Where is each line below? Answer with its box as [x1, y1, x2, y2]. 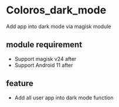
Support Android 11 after [14, 61, 73, 68]
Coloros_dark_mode [6, 4, 107, 17]
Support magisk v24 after [14, 55, 77, 62]
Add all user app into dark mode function [14, 94, 114, 101]
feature [6, 78, 34, 88]
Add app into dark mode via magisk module [6, 23, 111, 30]
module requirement [6, 40, 83, 50]
